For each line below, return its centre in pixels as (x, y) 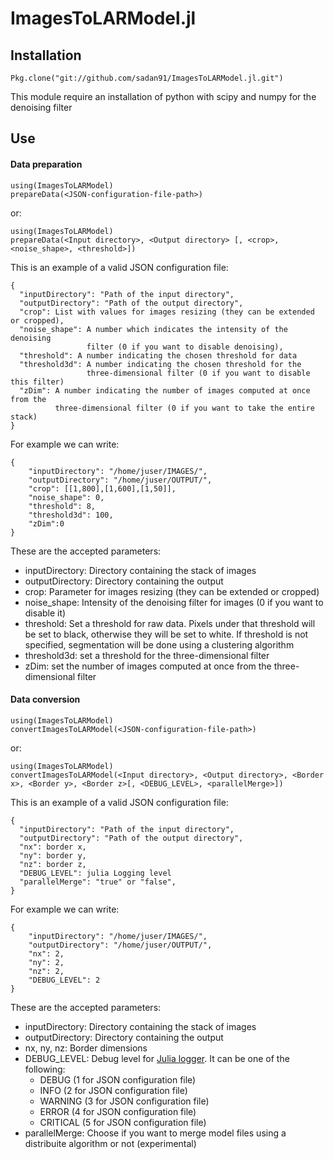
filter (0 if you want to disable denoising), (185, 347)
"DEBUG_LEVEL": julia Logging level (95, 873)
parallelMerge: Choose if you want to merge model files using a (155, 1133)
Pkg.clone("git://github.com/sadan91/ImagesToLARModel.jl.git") (147, 78)
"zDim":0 (46, 523)
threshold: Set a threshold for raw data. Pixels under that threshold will (170, 623)
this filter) (37, 382)
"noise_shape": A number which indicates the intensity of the (153, 329)
